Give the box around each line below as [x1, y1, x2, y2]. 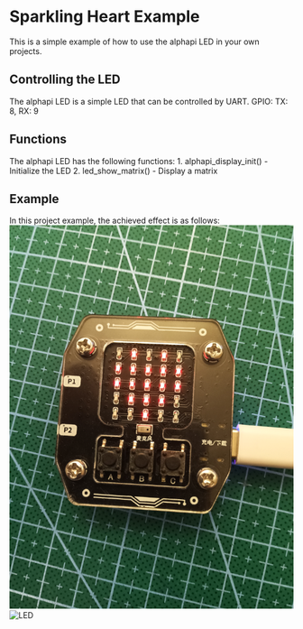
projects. [9, 45, 42, 56]
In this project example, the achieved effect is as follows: [9, 215, 221, 227]
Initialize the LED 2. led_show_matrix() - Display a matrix [9, 165, 218, 176]
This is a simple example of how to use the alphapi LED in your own [9, 36, 260, 47]
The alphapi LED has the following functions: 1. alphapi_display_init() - [9, 155, 269, 166]
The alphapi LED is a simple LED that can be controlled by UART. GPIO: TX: [9, 96, 289, 106]
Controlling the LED [9, 72, 121, 88]
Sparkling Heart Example [9, 6, 200, 27]
